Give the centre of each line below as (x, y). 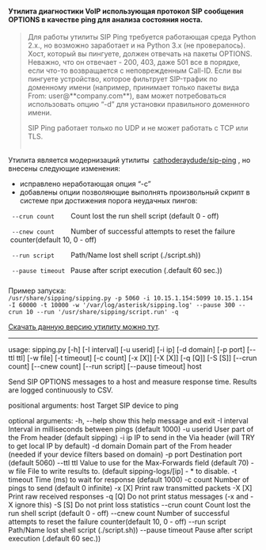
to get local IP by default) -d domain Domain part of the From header (120, 446)
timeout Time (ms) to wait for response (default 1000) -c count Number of (129, 480)
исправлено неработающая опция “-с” (85, 184)
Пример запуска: (37, 290)
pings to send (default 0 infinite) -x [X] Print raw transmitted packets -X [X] (130, 487)
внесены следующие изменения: (65, 169)
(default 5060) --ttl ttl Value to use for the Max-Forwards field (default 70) (129, 462)
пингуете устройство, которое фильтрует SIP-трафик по (122, 79)
